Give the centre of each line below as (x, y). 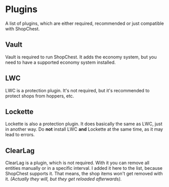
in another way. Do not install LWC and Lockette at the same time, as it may (84, 129)
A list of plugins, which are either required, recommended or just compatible (85, 23)
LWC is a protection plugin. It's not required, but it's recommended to (77, 90)
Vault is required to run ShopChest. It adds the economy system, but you (81, 57)
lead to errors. (20, 135)
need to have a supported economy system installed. (60, 62)
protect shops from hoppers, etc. (40, 96)
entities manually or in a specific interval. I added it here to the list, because (84, 168)
